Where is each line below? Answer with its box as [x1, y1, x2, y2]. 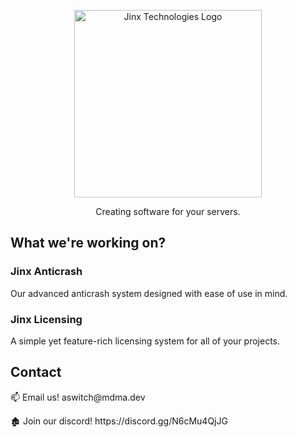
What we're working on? [10, 235, 167, 252]
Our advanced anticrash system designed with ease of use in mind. [10, 287, 288, 299]
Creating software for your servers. [95, 206, 241, 217]
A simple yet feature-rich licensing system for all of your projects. [10, 335, 281, 347]
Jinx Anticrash [10, 265, 83, 279]
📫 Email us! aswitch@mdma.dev [10, 391, 146, 403]
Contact [10, 364, 62, 381]
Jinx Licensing [10, 312, 83, 326]
